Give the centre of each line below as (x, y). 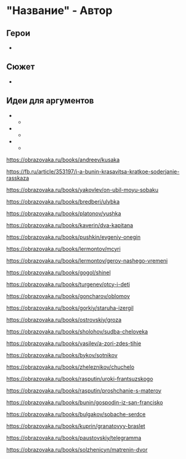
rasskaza (18, 178)
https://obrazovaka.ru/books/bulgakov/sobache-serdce (76, 414)
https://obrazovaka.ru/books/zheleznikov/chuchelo (70, 367)
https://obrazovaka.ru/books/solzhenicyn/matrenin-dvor (77, 449)
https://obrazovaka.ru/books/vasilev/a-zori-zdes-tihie (74, 343)
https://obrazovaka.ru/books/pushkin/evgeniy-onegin (73, 237)
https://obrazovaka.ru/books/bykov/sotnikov (62, 355)
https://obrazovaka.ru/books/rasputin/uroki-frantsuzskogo (80, 379)
